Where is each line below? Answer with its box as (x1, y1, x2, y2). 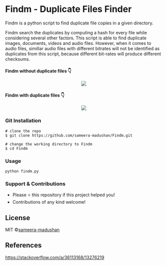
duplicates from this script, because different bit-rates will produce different (5, 51, 161, 57)
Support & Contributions (5, 180, 66, 187)
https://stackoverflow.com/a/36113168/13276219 (5, 254, 105, 260)
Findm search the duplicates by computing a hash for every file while (5, 29, 147, 35)
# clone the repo (5, 129, 41, 133)
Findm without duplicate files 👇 (5, 68, 72, 74)
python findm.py (5, 168, 39, 174)
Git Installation (5, 117, 41, 124)
